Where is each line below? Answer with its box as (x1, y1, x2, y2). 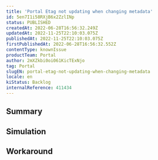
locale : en (6, 74, 33, 80)
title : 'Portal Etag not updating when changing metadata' (6, 8, 153, 15)
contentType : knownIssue (6, 47, 67, 53)
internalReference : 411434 (6, 85, 72, 91)
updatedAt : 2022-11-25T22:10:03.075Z (6, 30, 98, 36)
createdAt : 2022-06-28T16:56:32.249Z (6, 25, 98, 31)
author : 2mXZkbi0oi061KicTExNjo (6, 57, 85, 63)
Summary (6, 107, 43, 117)
